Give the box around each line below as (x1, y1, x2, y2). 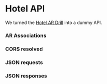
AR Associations (5, 32, 47, 39)
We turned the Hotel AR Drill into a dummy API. (5, 19, 102, 25)
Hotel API (5, 3, 45, 14)
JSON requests (5, 58, 43, 65)
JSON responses (5, 72, 47, 79)
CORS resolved (5, 45, 43, 52)
